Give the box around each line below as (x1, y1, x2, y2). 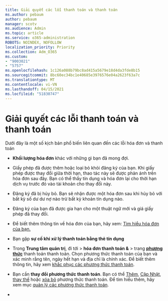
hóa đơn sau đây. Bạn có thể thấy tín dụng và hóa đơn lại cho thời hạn (12, 176, 157, 182)
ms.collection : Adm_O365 (5, 49, 57, 54)
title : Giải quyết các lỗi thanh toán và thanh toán (5, 7, 118, 13)
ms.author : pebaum (5, 12, 44, 17)
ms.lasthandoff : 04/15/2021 (5, 86, 64, 92)
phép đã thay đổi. (12, 211, 49, 217)
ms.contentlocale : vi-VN (5, 82, 57, 87)
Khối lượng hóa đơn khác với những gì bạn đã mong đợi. (12, 155, 129, 161)
